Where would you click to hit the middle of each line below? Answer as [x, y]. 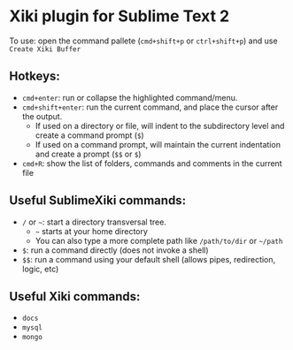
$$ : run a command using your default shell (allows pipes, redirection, [149, 259]
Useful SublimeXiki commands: [98, 201]
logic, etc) [40, 269]
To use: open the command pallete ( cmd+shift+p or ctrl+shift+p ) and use [143, 41]
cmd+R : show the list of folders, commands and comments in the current [152, 163]
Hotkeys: [35, 76]
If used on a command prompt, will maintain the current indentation [158, 144]
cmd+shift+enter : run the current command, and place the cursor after [150, 107]
